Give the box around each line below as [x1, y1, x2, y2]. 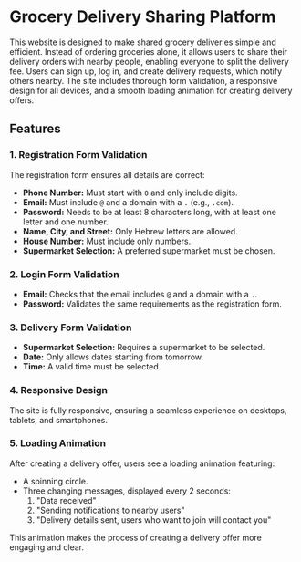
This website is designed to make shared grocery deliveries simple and [9, 36, 276, 47]
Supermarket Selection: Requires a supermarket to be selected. [22, 342, 265, 353]
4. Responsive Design [9, 384, 108, 397]
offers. [9, 94, 35, 106]
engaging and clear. [9, 541, 85, 553]
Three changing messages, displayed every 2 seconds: [22, 485, 231, 496]
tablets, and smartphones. [9, 414, 108, 425]
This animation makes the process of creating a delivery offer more [9, 532, 262, 543]
